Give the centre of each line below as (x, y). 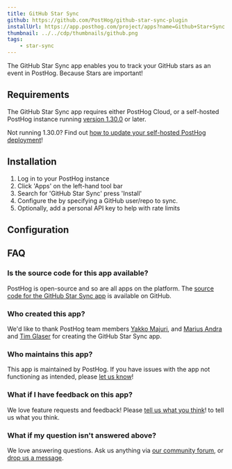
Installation (32, 162)
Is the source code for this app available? (78, 273)
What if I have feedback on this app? (70, 395)
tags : (15, 40)
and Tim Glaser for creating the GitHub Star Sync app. (84, 336)
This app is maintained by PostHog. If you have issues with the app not (109, 370)
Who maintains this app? (50, 354)
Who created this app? (46, 313)
